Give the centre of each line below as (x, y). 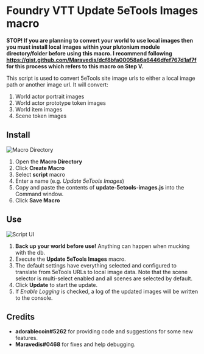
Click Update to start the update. (56, 285)
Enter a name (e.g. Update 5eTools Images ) (70, 181)
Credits (21, 317)
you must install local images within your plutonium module (83, 47)
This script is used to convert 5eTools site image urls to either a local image (101, 78)
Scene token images (41, 116)
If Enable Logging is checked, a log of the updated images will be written (107, 291)
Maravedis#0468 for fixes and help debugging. (75, 344)
